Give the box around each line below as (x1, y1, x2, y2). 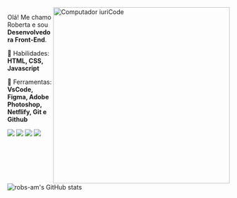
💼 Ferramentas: (7, 78, 52, 86)
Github (7, 116, 28, 123)
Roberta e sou (7, 20, 49, 29)
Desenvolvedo (7, 28, 51, 36)
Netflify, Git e (7, 108, 47, 116)
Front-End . (14, 35, 47, 44)
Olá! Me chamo (7, 13, 51, 21)
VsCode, (7, 85, 34, 94)
